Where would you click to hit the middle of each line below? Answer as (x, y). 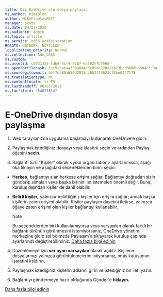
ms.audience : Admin (25, 32)
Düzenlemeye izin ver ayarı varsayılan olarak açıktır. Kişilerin (73, 251)
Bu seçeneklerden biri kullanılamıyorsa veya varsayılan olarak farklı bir (82, 226)
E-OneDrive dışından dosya (61, 115)
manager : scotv (20, 23)
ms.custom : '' (19, 59)
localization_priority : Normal (37, 50)
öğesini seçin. (26, 153)
